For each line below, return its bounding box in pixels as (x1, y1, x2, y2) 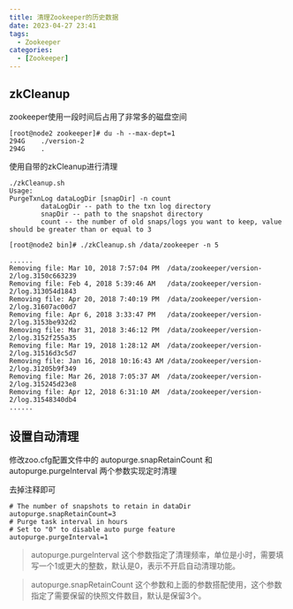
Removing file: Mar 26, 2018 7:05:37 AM (9, 372, 161, 381)
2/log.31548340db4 (9, 395, 77, 404)
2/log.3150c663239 (9, 271, 77, 280)
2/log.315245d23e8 (9, 379, 77, 389)
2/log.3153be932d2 (9, 317, 77, 327)
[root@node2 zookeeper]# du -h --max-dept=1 (9, 129, 176, 138)
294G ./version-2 (9, 136, 86, 146)
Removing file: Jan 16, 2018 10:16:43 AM (9, 356, 164, 365)
